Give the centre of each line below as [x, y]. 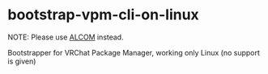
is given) [22, 61]
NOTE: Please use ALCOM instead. [66, 37]
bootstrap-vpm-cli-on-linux [103, 15]
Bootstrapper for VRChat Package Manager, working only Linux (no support [134, 52]
